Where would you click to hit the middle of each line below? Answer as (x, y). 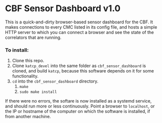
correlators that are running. (33, 37)
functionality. (25, 76)
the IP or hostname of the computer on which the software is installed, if (78, 111)
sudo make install (38, 92)
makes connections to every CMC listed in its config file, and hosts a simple (81, 27)
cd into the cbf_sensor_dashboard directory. (55, 81)
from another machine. (28, 117)
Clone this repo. (28, 61)
